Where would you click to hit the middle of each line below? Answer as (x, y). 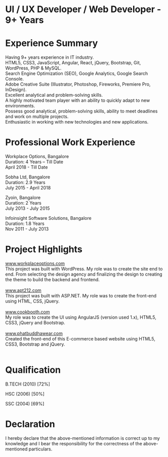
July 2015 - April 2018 (28, 188)
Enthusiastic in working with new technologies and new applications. (77, 122)
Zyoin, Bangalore (23, 198)
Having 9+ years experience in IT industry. (50, 57)
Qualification (33, 370)
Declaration (30, 424)
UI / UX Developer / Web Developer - (83, 9)
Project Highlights (44, 250)
